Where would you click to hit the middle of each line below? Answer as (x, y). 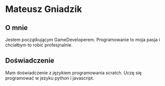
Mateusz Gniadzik (44, 9)
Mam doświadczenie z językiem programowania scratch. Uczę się (73, 72)
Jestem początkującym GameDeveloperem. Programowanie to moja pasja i (83, 39)
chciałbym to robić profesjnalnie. (39, 45)
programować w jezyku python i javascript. (50, 78)
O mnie (17, 28)
